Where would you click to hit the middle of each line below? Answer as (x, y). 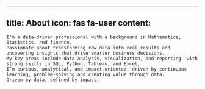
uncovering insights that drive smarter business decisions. (86, 53)
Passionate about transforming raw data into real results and (88, 48)
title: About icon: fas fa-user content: (79, 23)
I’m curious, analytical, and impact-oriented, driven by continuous (97, 69)
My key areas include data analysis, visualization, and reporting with (102, 59)
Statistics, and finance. (39, 42)
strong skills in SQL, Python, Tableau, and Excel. (73, 64)
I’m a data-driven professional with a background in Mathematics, (94, 37)
